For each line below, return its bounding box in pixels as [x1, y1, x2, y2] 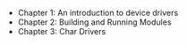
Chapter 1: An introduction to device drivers [17, 8, 179, 18]
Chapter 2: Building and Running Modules [17, 17, 172, 27]
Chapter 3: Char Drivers [17, 26, 106, 36]
